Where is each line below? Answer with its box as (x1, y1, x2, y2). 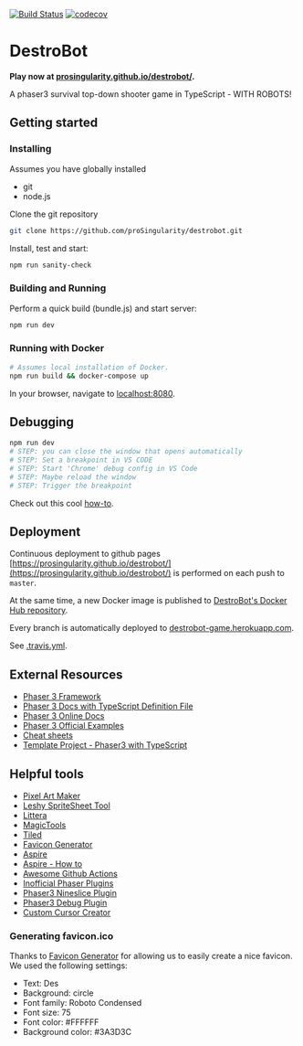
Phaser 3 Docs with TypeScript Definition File (22, 700, 193, 712)
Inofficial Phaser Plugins (22, 878, 114, 889)
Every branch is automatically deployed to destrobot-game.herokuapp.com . (9, 623, 295, 634)
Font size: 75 (22, 1007, 71, 1019)
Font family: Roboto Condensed (22, 998, 142, 1009)
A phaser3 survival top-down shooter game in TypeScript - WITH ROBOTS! (9, 88, 292, 100)
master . (9, 577, 37, 589)
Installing (9, 143, 52, 155)
